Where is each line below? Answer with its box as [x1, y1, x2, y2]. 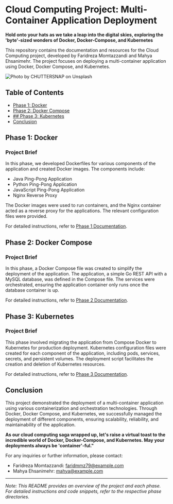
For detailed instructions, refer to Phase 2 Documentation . [5, 297, 129, 303]
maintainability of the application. [5, 421, 76, 428]
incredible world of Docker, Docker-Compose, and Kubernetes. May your [5, 437, 165, 443]
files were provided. [5, 213, 48, 219]
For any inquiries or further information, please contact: [5, 452, 123, 459]
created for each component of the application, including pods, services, [5, 350, 160, 356]
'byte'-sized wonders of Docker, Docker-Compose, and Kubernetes [5, 37, 153, 43]
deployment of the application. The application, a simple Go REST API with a [5, 271, 167, 277]
